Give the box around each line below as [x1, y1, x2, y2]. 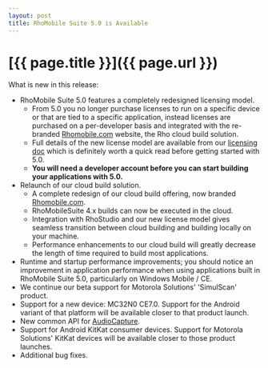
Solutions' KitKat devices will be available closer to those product [19, 334, 236, 343]
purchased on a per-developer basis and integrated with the [31, 121, 230, 130]
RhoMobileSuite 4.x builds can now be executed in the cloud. [31, 206, 234, 216]
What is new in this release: [8, 80, 99, 90]
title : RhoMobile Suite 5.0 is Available [8, 19, 149, 27]
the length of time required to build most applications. [31, 249, 210, 258]
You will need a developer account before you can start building [31, 163, 249, 173]
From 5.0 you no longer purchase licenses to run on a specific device [31, 104, 260, 114]
